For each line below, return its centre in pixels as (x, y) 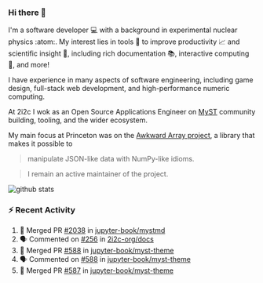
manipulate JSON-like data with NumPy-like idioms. (111, 159)
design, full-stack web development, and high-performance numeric (119, 89)
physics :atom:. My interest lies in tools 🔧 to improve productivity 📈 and (124, 42)
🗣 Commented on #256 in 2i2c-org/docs (87, 239)
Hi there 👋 (27, 13)
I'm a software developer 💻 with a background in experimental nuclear (123, 30)
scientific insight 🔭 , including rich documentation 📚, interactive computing (129, 53)
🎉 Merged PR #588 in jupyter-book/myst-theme (97, 250)
